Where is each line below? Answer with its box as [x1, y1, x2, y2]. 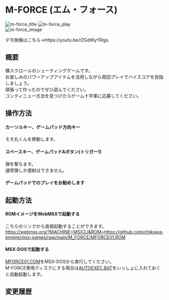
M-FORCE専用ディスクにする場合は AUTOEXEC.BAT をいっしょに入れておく [5, 265, 161, 271]
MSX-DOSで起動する [5, 246, 49, 253]
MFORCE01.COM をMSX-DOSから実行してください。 [5, 258, 115, 265]
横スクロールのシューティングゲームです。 [5, 67, 93, 73]
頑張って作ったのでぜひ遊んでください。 [5, 86, 89, 92]
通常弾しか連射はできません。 [5, 167, 67, 173]
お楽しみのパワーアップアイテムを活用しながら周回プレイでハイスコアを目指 [5, 74, 164, 80]
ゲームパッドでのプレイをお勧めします [5, 180, 85, 186]
